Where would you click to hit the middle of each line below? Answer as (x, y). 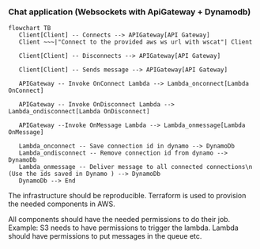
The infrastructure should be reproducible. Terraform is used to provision (127, 196)
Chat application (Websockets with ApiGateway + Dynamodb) (130, 12)
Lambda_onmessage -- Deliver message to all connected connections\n (136, 167)
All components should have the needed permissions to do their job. (119, 220)
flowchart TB (30, 29)
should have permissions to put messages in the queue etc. (105, 236)
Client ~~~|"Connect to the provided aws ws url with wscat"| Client (136, 42)
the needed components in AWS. (62, 204)
